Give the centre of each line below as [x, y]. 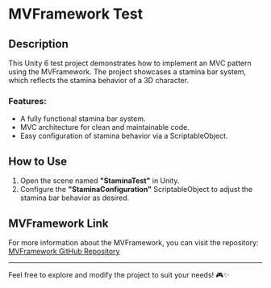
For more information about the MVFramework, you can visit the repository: [134, 242]
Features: [27, 101]
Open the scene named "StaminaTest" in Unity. [100, 181]
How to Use [38, 161]
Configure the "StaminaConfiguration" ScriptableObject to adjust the [136, 190]
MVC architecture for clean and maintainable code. [104, 127]
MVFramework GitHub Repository [64, 251]
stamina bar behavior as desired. [75, 198]
